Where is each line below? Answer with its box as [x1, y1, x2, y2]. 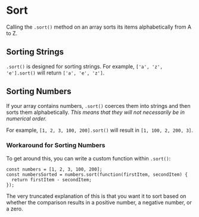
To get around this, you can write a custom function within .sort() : [6, 154, 171, 162]
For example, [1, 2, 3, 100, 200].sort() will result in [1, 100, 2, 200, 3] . [6, 126, 194, 134]
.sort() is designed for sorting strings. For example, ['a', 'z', [6, 63, 163, 70]
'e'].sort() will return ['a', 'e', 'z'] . [6, 69, 105, 76]
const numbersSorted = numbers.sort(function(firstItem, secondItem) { [6, 171, 188, 178]
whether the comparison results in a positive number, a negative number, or [6, 199, 192, 206]
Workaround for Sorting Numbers [6, 141, 105, 150]
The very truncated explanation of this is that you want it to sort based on [6, 192, 186, 200]
